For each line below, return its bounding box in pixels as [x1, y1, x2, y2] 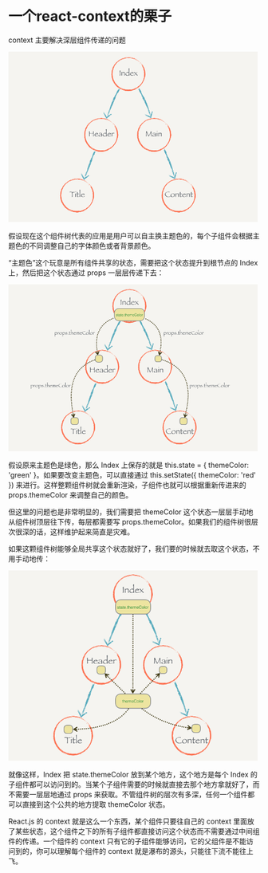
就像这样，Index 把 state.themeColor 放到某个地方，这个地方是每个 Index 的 [8, 769, 258, 779]
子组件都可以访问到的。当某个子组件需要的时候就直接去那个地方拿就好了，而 [8, 779, 260, 789]
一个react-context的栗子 [8, 7, 172, 26]
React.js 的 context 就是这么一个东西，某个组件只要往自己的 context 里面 [8, 816, 247, 826]
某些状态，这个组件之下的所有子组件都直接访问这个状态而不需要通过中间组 [14, 826, 260, 836]
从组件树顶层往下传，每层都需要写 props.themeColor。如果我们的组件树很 [8, 517, 252, 526]
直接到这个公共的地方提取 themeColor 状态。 [22, 799, 170, 809]
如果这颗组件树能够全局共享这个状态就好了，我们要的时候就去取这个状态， [8, 544, 253, 553]
